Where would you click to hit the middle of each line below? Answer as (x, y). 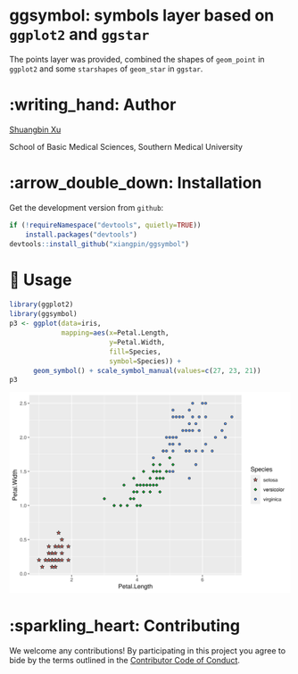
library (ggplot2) (41, 304)
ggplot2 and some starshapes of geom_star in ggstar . (106, 69)
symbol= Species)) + (145, 361)
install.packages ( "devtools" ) (82, 234)
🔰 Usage (41, 280)
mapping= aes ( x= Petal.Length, (115, 333)
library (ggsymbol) (43, 314)
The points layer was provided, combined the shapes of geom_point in (137, 59)
